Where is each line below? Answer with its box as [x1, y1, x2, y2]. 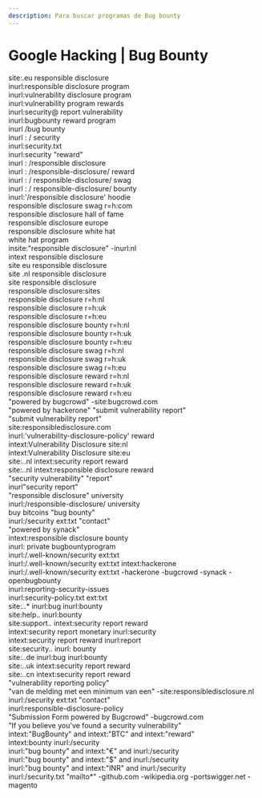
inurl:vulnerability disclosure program [8, 90, 132, 99]
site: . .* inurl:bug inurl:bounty [8, 601, 103, 610]
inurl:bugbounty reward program [8, 115, 116, 125]
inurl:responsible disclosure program [8, 81, 130, 91]
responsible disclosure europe [8, 217, 109, 227]
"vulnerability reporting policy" [8, 678, 110, 687]
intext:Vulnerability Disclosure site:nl [8, 439, 128, 449]
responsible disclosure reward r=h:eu [8, 388, 132, 398]
